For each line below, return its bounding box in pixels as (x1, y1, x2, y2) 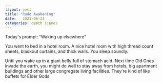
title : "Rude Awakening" (5, 12, 56, 17)
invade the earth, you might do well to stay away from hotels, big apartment (5, 63, 157, 69)
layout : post (5, 7, 32, 12)
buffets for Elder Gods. (5, 73, 51, 79)
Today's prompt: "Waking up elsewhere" (5, 34, 86, 40)
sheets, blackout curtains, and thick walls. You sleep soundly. (5, 49, 128, 54)
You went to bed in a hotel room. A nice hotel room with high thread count (5, 43, 154, 49)
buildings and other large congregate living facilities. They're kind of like (5, 68, 150, 74)
